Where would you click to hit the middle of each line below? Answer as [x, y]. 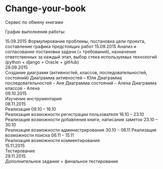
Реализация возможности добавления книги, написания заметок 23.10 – [81, 119]
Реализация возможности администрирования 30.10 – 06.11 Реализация [81, 130]
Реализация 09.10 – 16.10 [31, 109]
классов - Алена [23, 88]
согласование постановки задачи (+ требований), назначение [71, 52]
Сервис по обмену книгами [34, 22]
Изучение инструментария [33, 98]
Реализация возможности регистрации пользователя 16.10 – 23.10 [75, 114]
